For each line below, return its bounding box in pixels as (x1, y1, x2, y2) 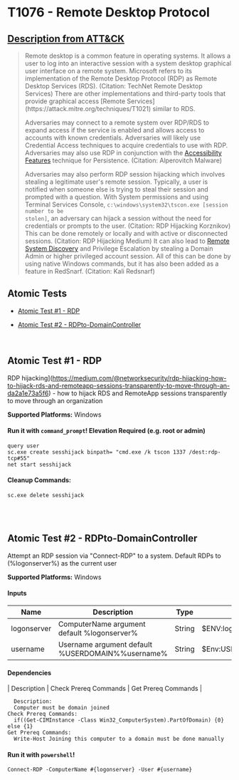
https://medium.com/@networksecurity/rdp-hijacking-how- (52, 373, 227, 382)
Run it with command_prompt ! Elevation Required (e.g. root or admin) (7, 427, 206, 435)
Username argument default (58, 640, 153, 650)
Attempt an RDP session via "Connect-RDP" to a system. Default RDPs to (7, 551, 222, 560)
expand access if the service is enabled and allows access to (24, 126, 205, 134)
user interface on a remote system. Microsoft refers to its (24, 67, 193, 75)
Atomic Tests (7, 288, 68, 300)
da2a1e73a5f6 (7, 389, 49, 397)
